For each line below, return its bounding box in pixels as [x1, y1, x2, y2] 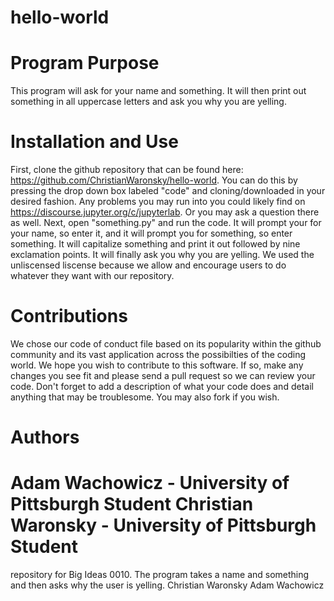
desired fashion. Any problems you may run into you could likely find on [10, 196, 306, 208]
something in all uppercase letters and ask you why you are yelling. [10, 96, 287, 108]
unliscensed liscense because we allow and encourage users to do [10, 259, 287, 271]
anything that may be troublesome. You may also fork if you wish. [10, 391, 280, 403]
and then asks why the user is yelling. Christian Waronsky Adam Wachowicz [10, 579, 325, 591]
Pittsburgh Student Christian [10, 493, 254, 516]
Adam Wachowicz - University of [10, 472, 290, 495]
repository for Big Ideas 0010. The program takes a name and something [10, 569, 310, 581]
